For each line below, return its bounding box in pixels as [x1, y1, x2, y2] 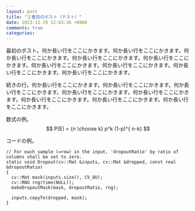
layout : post [6, 8, 38, 15]
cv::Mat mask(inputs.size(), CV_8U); [11, 175, 103, 181]
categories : [6, 30, 35, 36]
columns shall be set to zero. [6, 154, 82, 160]
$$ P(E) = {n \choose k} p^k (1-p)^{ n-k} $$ [46, 125, 151, 132]
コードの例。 [6, 137, 37, 144]
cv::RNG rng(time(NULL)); [11, 179, 75, 186]
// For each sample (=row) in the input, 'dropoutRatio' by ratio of [6, 149, 179, 155]
